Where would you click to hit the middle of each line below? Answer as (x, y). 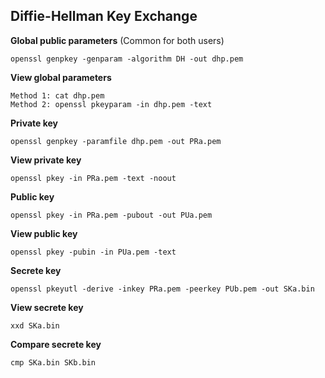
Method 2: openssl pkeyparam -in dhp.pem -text (111, 104)
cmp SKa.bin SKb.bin (53, 362)
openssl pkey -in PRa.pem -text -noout (93, 178)
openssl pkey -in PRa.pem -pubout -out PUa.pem (111, 215)
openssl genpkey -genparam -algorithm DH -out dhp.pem (127, 59)
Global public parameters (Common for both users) (117, 40)
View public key (44, 233)
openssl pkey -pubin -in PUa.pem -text (93, 252)
